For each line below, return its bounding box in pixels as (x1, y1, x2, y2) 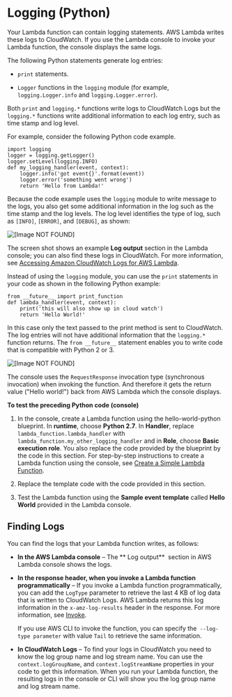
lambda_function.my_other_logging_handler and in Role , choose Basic (17, 437, 219, 445)
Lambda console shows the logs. (17, 560, 113, 568)
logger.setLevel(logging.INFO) (7, 158, 98, 165)
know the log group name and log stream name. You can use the (17, 652, 203, 661)
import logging (7, 146, 52, 152)
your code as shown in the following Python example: (7, 279, 161, 288)
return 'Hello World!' (20, 311, 86, 318)
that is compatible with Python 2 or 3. (7, 345, 115, 354)
